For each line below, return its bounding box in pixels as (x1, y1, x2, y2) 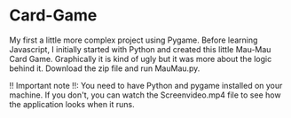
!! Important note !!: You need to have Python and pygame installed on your (9, 80, 283, 90)
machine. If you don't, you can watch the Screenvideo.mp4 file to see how (9, 90, 281, 100)
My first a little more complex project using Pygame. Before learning (9, 35, 258, 45)
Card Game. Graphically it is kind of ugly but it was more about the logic (9, 53, 272, 64)
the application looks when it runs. (9, 98, 135, 109)
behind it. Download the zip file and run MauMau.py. (9, 63, 201, 74)
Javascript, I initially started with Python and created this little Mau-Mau (9, 43, 271, 54)
